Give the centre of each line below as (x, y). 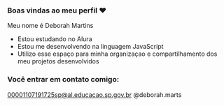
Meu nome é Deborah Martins (50, 26)
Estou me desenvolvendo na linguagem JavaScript (90, 47)
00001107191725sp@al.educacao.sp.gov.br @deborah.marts (94, 94)
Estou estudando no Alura (55, 39)
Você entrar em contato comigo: (63, 79)
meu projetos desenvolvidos (58, 61)
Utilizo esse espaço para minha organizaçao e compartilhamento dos (117, 54)
